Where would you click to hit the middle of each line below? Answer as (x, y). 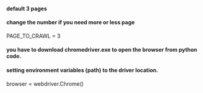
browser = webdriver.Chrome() (45, 84)
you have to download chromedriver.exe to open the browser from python (102, 50)
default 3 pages (27, 9)
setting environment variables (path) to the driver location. (82, 70)
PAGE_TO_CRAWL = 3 (34, 36)
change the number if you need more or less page (71, 22)
